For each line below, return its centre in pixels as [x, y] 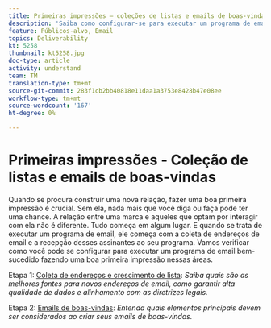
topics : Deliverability [48, 38]
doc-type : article [39, 61]
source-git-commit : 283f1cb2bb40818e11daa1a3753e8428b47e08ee [115, 91]
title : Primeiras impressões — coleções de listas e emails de [117, 16]
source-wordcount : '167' [50, 106]
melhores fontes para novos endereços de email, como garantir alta [122, 284]
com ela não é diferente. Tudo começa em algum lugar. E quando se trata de [135, 225]
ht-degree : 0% [32, 114]
